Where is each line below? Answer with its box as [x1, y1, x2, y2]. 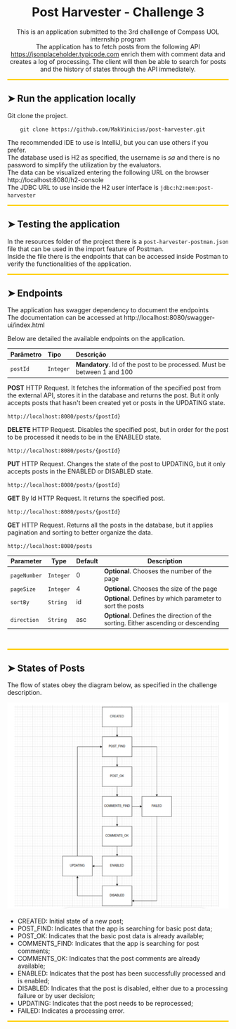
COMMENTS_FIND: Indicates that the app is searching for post [17, 940, 199, 948]
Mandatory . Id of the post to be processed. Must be [75, 360, 226, 369]
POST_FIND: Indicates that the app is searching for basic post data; [17, 924, 213, 933]
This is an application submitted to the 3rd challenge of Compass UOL [16, 27, 220, 36]
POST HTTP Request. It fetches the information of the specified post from [7, 383, 221, 392]
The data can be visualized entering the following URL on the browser [7, 168, 209, 177]
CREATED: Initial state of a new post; [17, 917, 124, 926]
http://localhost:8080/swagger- [124, 314, 216, 322]
